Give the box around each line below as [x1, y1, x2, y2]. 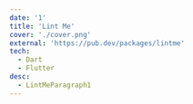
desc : [9, 72, 30, 81]
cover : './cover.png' [9, 30, 92, 39]
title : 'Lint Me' [9, 22, 76, 31]
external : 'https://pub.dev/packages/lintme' [9, 38, 185, 48]
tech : [9, 47, 30, 56]
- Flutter [17, 64, 55, 73]
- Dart [17, 55, 43, 64]
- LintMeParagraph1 [17, 80, 92, 90]
